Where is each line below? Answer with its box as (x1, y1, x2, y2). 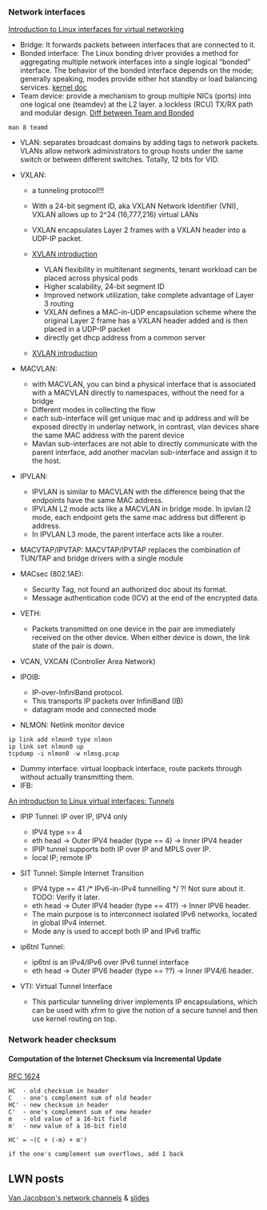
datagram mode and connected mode (31, 705, 157, 714)
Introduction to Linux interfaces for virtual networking (8, 25, 185, 34)
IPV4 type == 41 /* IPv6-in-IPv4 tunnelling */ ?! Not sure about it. (31, 884, 245, 894)
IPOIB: (19, 672, 42, 682)
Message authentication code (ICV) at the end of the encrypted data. (31, 593, 260, 603)
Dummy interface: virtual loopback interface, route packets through (19, 764, 242, 774)
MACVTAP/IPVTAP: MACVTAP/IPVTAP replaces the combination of (19, 545, 241, 555)
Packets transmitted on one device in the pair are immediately (31, 624, 236, 634)
